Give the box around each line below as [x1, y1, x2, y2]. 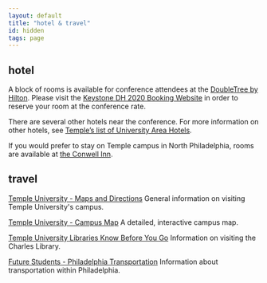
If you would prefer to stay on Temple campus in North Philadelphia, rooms [8, 141, 254, 151]
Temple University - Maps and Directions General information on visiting [8, 193, 245, 203]
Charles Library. [8, 241, 61, 251]
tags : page [8, 33, 45, 42]
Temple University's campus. [8, 202, 104, 211]
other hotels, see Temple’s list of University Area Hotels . [8, 125, 193, 136]
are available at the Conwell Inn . [8, 149, 113, 159]
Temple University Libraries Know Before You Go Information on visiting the [8, 233, 257, 242]
